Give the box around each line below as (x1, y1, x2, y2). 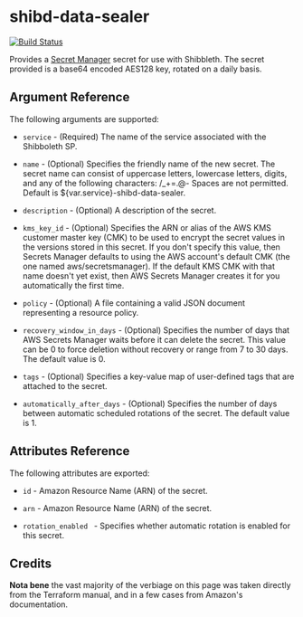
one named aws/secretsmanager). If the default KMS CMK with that (22, 261, 276, 271)
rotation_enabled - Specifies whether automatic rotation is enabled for (22, 520, 291, 531)
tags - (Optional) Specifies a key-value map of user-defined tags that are (22, 371, 295, 382)
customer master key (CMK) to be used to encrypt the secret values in (22, 232, 285, 242)
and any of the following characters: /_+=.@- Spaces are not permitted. (22, 177, 289, 188)
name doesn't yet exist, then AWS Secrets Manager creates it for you (22, 270, 280, 281)
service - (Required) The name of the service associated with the (22, 131, 267, 142)
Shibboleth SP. (22, 140, 78, 151)
